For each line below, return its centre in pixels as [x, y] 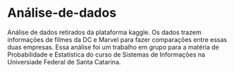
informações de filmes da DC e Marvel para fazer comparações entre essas [117, 39]
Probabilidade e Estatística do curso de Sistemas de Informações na [106, 55]
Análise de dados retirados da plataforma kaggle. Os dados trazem [105, 32]
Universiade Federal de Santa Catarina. [64, 62]
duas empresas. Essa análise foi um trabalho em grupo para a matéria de [113, 47]
